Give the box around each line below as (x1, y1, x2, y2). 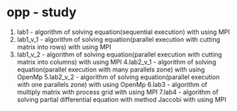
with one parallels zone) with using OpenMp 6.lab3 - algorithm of (16, 80, 207, 88)
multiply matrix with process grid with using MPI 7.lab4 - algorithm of (16, 88, 219, 96)
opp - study (6, 4, 77, 21)
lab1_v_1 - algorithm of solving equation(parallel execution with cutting (16, 35, 221, 43)
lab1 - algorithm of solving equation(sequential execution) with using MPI (16, 28, 230, 36)
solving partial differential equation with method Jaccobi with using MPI (16, 95, 226, 103)
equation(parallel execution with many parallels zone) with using (16, 65, 205, 74)
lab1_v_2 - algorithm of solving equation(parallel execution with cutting (16, 50, 223, 59)
